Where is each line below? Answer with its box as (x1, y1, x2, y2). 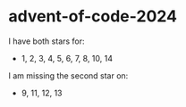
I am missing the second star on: (8, 70, 129, 81)
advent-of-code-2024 (8, 6, 178, 27)
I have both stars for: (8, 36, 86, 46)
